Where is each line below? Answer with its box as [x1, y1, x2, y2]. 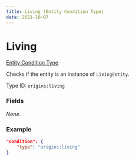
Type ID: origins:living [6, 82, 65, 89]
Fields [6, 97, 24, 105]
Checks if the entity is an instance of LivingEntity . [6, 70, 130, 78]
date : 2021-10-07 [6, 14, 49, 20]
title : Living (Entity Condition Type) [6, 8, 104, 15]
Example [6, 125, 32, 133]
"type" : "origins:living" [17, 144, 81, 150]
